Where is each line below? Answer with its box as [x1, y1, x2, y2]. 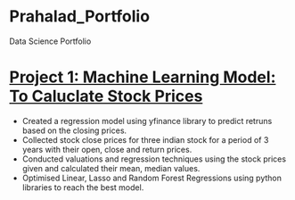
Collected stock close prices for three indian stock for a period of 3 [21, 134, 269, 145]
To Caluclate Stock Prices [9, 87, 203, 106]
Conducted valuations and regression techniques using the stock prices [21, 154, 287, 164]
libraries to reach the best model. [21, 181, 144, 193]
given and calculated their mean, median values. [21, 162, 201, 173]
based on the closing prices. [21, 125, 127, 136]
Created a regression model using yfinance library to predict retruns [21, 115, 273, 126]
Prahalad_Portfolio [9, 6, 150, 27]
